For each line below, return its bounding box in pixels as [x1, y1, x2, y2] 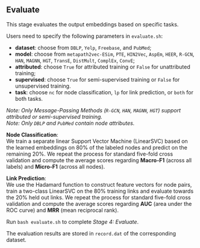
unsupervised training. [14, 82, 71, 89]
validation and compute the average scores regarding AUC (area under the [6, 200, 192, 207]
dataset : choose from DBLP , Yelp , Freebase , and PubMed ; [14, 44, 152, 51]
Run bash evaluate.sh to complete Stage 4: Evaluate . [6, 218, 139, 225]
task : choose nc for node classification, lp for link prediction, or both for [14, 88, 194, 95]
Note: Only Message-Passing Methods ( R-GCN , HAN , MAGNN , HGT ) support [6, 106, 181, 113]
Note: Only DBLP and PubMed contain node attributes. [6, 119, 135, 127]
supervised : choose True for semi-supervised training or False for [14, 76, 180, 83]
